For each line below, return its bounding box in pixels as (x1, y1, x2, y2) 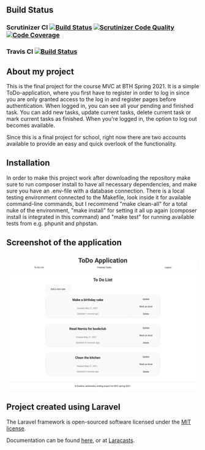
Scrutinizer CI (6, 23, 48, 32)
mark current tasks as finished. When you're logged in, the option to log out (6, 115, 197, 123)
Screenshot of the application (6, 237, 122, 248)
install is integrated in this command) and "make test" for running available (6, 213, 195, 220)
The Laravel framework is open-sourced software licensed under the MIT (6, 418, 192, 425)
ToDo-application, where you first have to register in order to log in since (6, 89, 190, 97)
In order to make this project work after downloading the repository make (6, 174, 191, 181)
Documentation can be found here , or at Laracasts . (6, 437, 135, 444)
